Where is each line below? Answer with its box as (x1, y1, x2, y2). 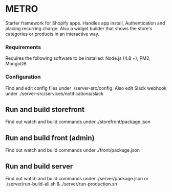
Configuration (5, 74, 41, 81)
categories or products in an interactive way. (5, 31, 100, 37)
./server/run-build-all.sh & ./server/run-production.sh (5, 181, 118, 187)
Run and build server (5, 162, 73, 171)
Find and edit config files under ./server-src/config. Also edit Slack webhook (5, 85, 167, 91)
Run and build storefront (5, 105, 85, 114)
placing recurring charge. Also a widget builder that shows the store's (5, 25, 153, 31)
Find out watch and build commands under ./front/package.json (5, 147, 140, 153)
